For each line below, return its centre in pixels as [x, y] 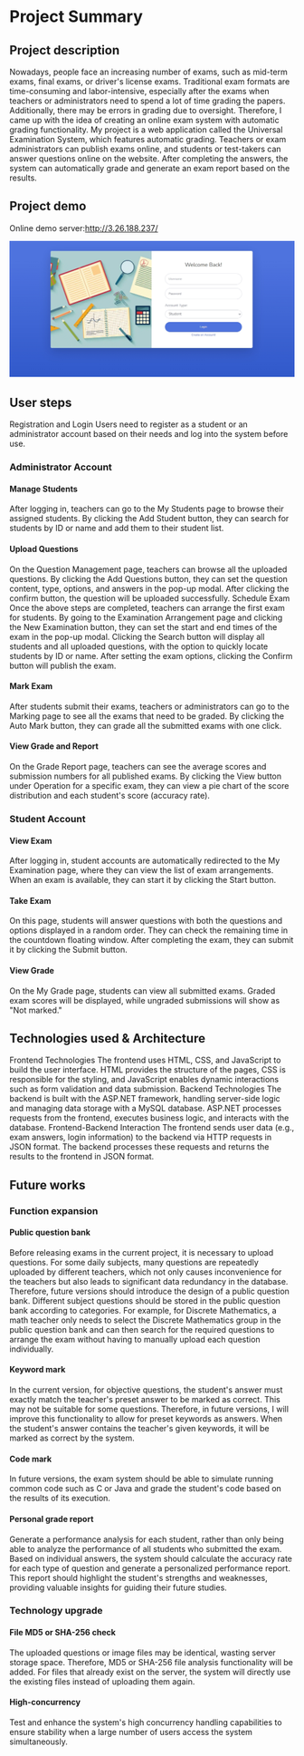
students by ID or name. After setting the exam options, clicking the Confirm [151, 655]
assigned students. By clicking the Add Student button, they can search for [149, 519]
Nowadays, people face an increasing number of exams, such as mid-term [148, 72]
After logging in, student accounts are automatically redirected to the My [145, 861]
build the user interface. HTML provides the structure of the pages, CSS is [148, 1070]
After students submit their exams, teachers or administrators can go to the [149, 706]
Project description [65, 50]
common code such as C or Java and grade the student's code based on [146, 1489]
